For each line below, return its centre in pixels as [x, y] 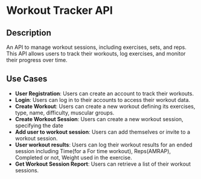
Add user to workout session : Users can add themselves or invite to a [103, 132]
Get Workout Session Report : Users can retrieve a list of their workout [103, 164]
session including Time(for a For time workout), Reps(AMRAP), [93, 151]
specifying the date [39, 125]
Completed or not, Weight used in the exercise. [74, 157]
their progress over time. [37, 60]
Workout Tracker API [59, 11]
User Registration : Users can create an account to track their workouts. [104, 93]
